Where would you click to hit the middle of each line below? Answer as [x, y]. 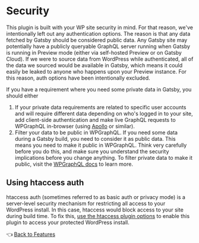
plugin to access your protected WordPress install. [68, 222]
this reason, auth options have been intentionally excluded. [78, 78]
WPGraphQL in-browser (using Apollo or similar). [75, 126]
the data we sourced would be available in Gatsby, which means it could [94, 65]
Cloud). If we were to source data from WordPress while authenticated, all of [100, 59]
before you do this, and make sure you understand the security [92, 151]
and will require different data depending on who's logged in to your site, [104, 113]
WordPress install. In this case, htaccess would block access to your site [95, 210]
